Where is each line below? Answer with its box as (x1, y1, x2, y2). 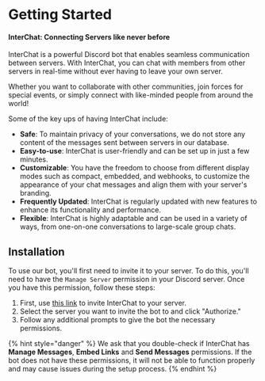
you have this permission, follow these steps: (8, 283, 156, 292)
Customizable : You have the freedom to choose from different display (19, 163, 250, 173)
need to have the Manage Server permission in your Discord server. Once (8, 275, 245, 284)
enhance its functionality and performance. (19, 205, 161, 215)
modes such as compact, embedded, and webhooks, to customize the (19, 172, 250, 181)
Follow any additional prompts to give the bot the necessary (19, 315, 216, 325)
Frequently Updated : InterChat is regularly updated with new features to (19, 196, 258, 207)
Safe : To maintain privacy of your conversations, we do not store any (19, 129, 246, 139)
